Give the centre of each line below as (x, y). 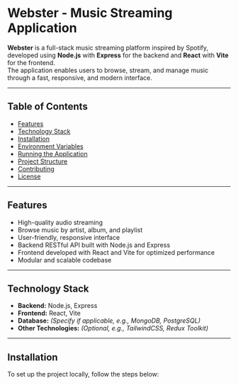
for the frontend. (31, 62)
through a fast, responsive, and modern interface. (80, 77)
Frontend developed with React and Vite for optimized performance (116, 252)
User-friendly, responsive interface (69, 237)
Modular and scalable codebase (64, 260)
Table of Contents (48, 107)
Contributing (36, 168)
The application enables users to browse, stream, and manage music (108, 70)
